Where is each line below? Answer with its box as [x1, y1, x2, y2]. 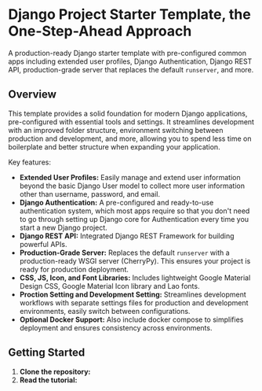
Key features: [8, 157, 51, 167]
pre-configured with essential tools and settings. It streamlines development [8, 116, 255, 127]
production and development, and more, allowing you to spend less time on [8, 134, 252, 143]
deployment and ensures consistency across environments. [19, 323, 213, 332]
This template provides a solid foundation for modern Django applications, [8, 109, 248, 118]
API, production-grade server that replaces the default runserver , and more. [8, 65, 254, 74]
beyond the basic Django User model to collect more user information [19, 181, 246, 190]
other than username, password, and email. [19, 189, 161, 198]
